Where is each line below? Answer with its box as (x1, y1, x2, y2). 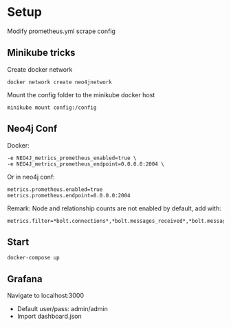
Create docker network (7, 65, 73, 73)
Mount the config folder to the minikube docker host (7, 90, 155, 99)
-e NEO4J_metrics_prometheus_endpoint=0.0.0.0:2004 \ (7, 160, 165, 168)
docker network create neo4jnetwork (7, 79, 112, 86)
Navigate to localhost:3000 (7, 291, 85, 300)
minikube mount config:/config (7, 104, 97, 111)
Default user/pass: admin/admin (16, 305, 109, 313)
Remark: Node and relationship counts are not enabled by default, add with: (7, 204, 221, 212)
